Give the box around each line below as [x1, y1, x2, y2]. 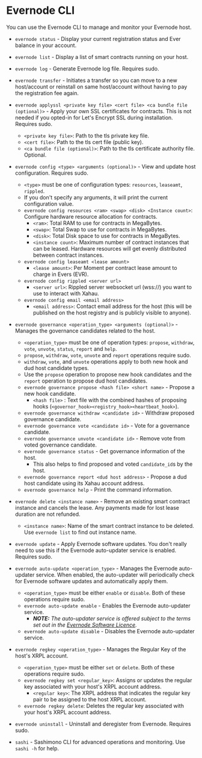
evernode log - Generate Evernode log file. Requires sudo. [14, 64, 159, 72]
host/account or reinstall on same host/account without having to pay [14, 83, 188, 90]
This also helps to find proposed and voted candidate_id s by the [32, 460, 193, 468]
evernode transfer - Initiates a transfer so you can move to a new [14, 77, 177, 84]
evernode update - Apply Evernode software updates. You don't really [14, 540, 188, 547]
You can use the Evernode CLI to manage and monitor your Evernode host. [6, 23, 192, 31]
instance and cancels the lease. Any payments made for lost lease [14, 504, 179, 511]
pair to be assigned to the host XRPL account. [32, 695, 147, 703]
